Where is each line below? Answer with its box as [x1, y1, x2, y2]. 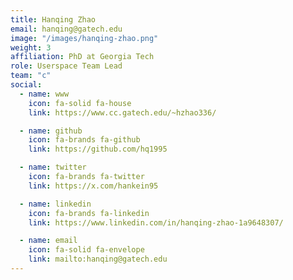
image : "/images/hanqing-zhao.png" [10, 33, 159, 43]
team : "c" [10, 71, 52, 81]
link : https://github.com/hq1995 [28, 144, 168, 155]
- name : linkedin [19, 199, 92, 209]
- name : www [19, 89, 70, 99]
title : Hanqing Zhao [10, 14, 97, 25]
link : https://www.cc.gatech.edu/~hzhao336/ [28, 107, 217, 118]
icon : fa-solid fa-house [28, 98, 132, 108]
